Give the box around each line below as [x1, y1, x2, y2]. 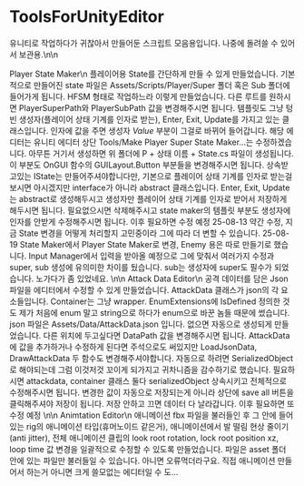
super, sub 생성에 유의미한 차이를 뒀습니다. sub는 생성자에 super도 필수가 [9, 261, 272, 272]
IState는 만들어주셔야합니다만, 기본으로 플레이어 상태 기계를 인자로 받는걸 [33, 170, 293, 181]
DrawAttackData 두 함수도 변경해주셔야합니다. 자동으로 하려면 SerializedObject [9, 352, 293, 363]
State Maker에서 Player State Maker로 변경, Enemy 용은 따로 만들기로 [19, 238, 272, 249]
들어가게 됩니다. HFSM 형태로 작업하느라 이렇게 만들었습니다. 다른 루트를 [9, 91, 268, 102]
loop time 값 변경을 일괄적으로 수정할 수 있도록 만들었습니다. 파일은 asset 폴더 [9, 443, 287, 454]
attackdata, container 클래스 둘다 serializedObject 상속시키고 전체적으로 [25, 375, 288, 386]
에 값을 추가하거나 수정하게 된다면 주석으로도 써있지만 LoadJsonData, [9, 341, 258, 352]
